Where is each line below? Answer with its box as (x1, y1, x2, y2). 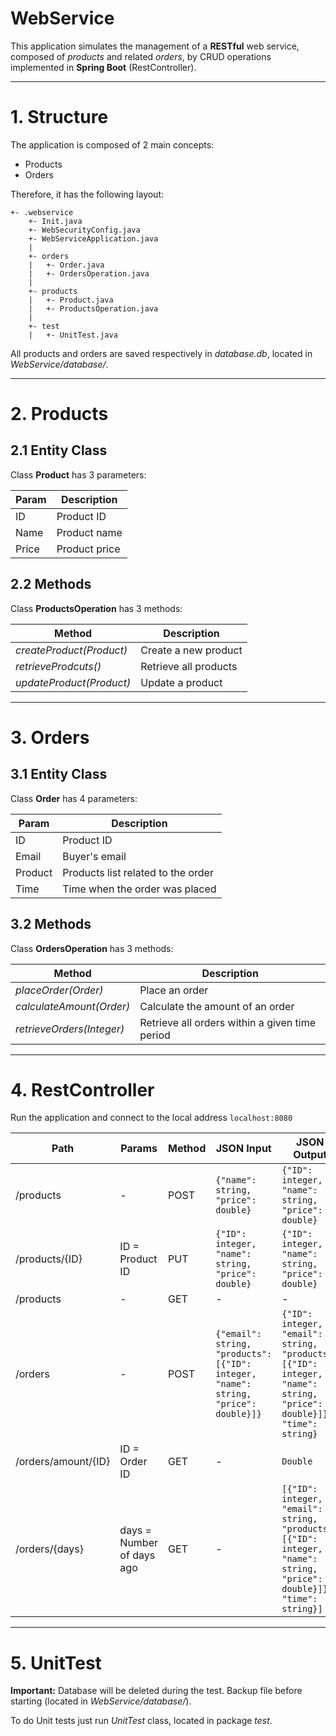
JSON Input (215, 1142, 272, 1156)
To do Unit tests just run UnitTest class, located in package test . (10, 1715, 273, 1727)
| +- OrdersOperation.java (28, 268, 150, 279)
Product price (56, 542, 121, 556)
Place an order (139, 983, 209, 997)
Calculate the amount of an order (139, 999, 295, 1013)
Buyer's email (62, 849, 127, 863)
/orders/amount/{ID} (15, 1455, 111, 1469)
